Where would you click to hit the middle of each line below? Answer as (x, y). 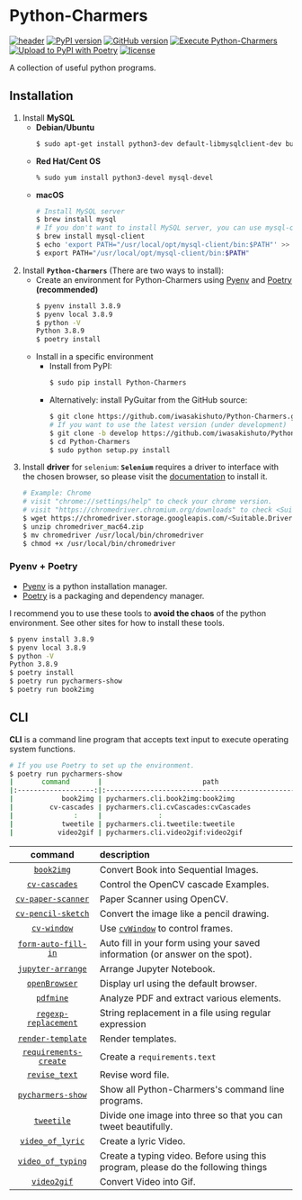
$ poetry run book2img (52, 690)
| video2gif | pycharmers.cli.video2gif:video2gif (126, 832)
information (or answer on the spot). (176, 954)
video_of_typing (52, 1161)
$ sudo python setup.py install (110, 450)
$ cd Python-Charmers (89, 441)
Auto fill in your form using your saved (180, 942)
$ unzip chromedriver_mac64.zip (83, 527)
